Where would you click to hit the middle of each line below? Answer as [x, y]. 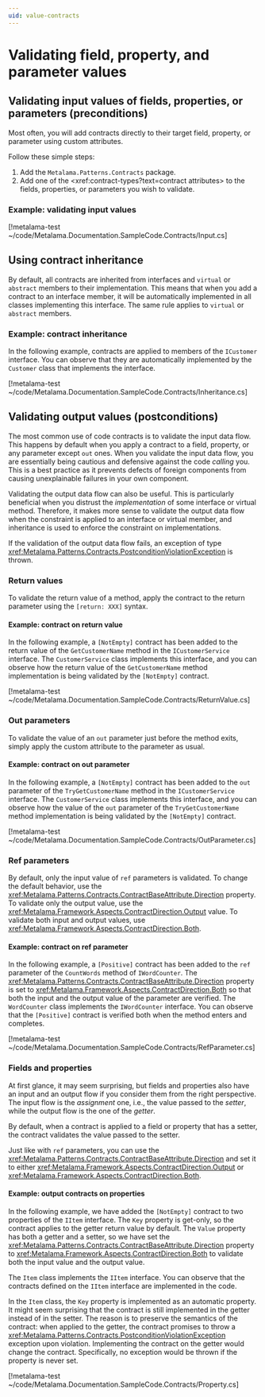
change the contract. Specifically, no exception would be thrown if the [123, 1352]
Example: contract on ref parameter [68, 947]
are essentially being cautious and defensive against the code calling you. [129, 461]
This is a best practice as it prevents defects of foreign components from [127, 469]
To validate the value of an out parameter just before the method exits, [123, 737]
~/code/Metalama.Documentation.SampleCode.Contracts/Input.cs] [118, 235]
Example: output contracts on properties [77, 1193]
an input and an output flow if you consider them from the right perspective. [132, 1094]
